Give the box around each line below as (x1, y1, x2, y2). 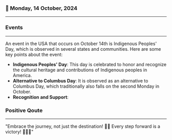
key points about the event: (5, 51, 63, 57)
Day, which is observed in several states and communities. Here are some (5, 46, 161, 52)
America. (12, 72, 32, 78)
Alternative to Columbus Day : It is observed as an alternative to (12, 77, 148, 84)
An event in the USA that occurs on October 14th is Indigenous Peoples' (5, 41, 157, 47)
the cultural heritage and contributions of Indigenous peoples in (12, 67, 147, 73)
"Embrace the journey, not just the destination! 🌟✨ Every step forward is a (5, 123, 160, 129)
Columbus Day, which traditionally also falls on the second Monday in (12, 83, 160, 89)
